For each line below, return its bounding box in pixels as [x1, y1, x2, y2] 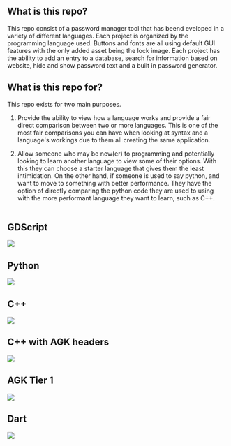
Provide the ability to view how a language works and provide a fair [17, 113, 211, 121]
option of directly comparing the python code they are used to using [17, 186, 214, 195]
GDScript [7, 221, 48, 233]
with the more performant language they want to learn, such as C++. [17, 193, 215, 202]
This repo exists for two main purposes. [7, 100, 121, 108]
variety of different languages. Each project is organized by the [7, 31, 188, 40]
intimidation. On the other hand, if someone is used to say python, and [17, 171, 220, 180]
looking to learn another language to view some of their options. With [17, 156, 217, 165]
